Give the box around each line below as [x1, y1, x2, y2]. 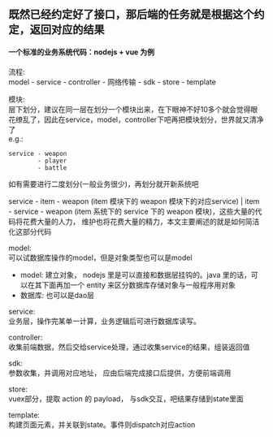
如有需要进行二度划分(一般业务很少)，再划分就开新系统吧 [8, 179, 199, 188]
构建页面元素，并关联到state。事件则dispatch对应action [8, 419, 196, 429]
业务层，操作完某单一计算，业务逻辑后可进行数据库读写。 [8, 316, 201, 326]
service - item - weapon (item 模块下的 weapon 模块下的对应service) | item [8, 196, 260, 206]
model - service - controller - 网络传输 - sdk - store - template [8, 76, 217, 87]
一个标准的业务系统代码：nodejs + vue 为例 [8, 47, 154, 57]
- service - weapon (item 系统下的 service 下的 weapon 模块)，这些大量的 [8, 206, 255, 216]
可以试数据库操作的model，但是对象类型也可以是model [8, 253, 193, 262]
